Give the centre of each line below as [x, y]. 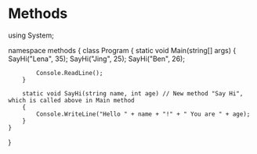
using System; [31, 35]
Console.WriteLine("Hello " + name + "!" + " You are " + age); [143, 114]
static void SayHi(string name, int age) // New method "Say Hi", [133, 93]
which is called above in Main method [71, 100]
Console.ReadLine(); [70, 73]
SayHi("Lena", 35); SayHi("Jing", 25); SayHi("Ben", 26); [97, 59]
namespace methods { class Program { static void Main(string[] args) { [122, 50]
